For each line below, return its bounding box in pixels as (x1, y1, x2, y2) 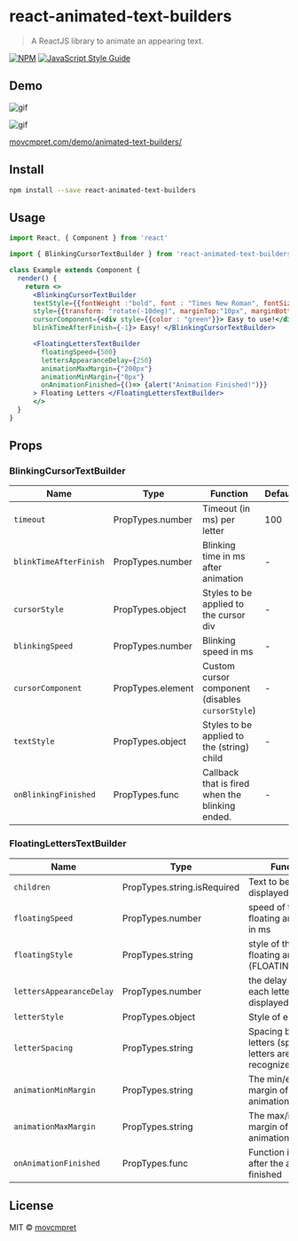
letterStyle (13, 1011, 65, 1022)
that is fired (202, 778, 250, 790)
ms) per (202, 514, 235, 526)
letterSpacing (13, 1042, 74, 1053)
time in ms (202, 550, 246, 562)
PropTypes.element (113, 682, 194, 695)
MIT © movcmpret (9, 1221, 77, 1232)
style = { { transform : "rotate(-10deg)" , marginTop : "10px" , (32, 307, 248, 316)
